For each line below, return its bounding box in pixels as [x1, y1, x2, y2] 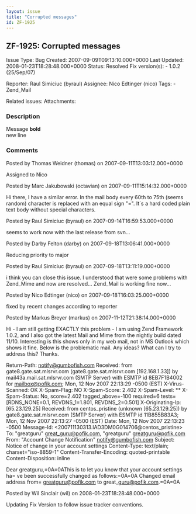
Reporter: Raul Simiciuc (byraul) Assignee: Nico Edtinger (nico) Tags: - [6, 80, 176, 88]
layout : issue [6, 8, 41, 15]
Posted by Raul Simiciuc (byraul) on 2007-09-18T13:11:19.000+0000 [6, 262, 170, 269]
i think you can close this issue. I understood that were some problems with [6, 274, 188, 281]
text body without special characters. [6, 206, 96, 213]
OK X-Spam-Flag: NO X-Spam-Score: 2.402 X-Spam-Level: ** [30, 386, 181, 393]
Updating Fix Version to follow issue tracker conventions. [6, 501, 143, 508]
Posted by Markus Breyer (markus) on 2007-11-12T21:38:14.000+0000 [6, 314, 176, 321]
